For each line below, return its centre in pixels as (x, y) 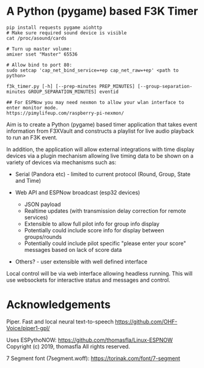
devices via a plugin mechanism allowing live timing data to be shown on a (100, 156)
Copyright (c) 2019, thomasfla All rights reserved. (68, 346)
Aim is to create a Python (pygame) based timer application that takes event (102, 124)
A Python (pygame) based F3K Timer (102, 11)
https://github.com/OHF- (146, 322)
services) (36, 217)
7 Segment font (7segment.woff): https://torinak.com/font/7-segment (93, 358)
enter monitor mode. (33, 108)
